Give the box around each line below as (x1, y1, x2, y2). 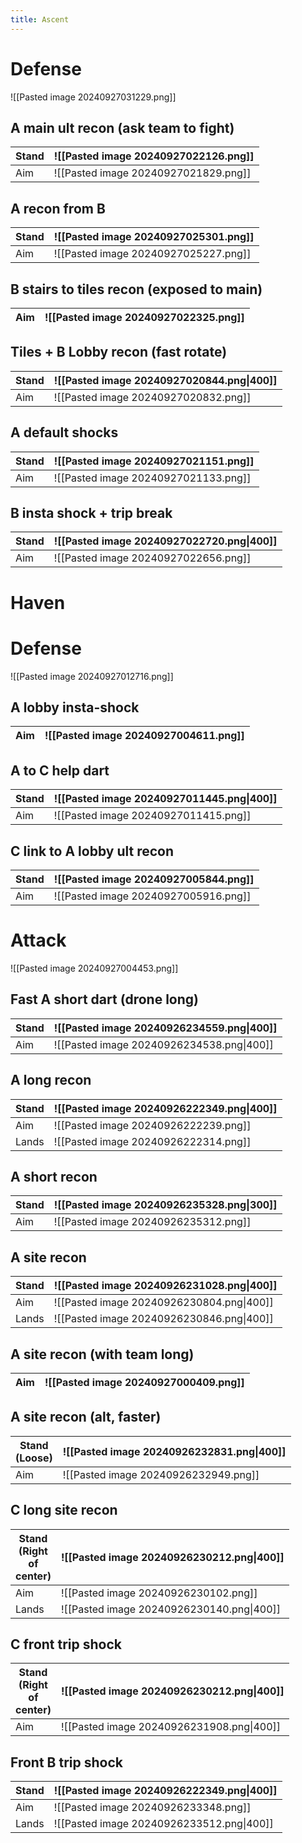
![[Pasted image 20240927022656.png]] (53, 551, 252, 565)
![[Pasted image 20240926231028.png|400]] (53, 1279, 278, 1293)
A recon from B (10, 200, 106, 217)
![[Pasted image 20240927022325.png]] (44, 311, 245, 324)
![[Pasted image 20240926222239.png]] (53, 1118, 252, 1132)
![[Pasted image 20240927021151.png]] (53, 454, 255, 468)
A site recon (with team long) (10, 1346, 195, 1363)
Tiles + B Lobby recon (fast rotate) (10, 344, 228, 361)
